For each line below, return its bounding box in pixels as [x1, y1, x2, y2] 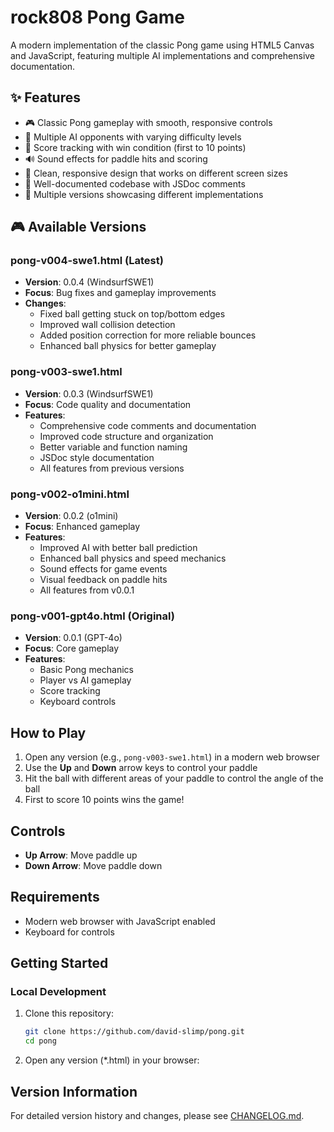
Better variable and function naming [39, 441, 188, 453]
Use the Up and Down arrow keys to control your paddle [24, 762, 258, 774]
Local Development [10, 985, 107, 999]
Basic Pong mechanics [39, 664, 134, 676]
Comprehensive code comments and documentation [39, 419, 257, 431]
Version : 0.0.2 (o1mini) [24, 510, 119, 522]
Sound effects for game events [39, 563, 168, 575]
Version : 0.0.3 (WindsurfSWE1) [24, 387, 154, 400]
